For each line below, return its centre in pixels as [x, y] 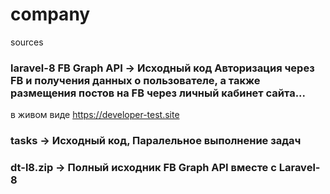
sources [27, 42]
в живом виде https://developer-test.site [95, 115]
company [50, 14]
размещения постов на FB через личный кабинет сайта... [158, 93]
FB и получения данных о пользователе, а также [135, 80]
